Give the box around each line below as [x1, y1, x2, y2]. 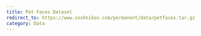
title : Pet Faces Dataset [6, 9, 72, 15]
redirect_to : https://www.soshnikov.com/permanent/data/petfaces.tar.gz [6, 15, 196, 21]
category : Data [6, 20, 45, 26]
